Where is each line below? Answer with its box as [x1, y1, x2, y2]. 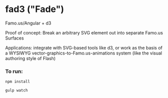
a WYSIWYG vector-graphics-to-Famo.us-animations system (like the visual [5, 50, 162, 56]
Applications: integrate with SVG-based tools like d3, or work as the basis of [5, 44, 163, 50]
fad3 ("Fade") [5, 3, 64, 15]
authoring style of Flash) [5, 55, 56, 61]
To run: [5, 67, 24, 74]
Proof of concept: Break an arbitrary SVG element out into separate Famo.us [5, 29, 163, 35]
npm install [5, 79, 30, 84]
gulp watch [5, 88, 28, 93]
